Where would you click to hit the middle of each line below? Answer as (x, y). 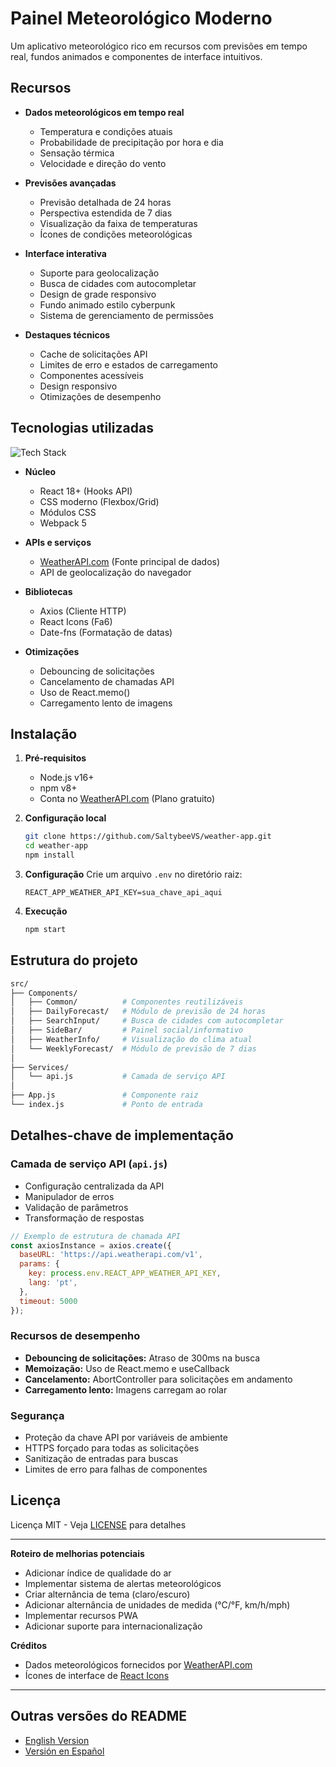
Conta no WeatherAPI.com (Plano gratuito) (127, 799)
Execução (46, 911)
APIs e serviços (58, 542)
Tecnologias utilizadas (82, 428)
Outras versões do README (99, 1716)
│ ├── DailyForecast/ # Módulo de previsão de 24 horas (138, 1012)
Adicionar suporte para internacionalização (113, 1626)
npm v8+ (58, 788)
